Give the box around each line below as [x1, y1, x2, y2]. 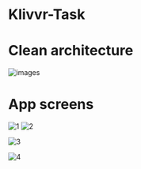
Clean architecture [8, 42, 134, 60]
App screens [8, 96, 94, 114]
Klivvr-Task [8, 6, 86, 24]
